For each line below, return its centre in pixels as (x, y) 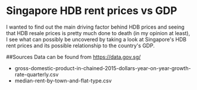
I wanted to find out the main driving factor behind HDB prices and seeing (95, 27)
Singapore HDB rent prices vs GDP (92, 11)
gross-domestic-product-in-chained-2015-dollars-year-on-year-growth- (103, 68)
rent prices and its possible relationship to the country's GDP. (80, 46)
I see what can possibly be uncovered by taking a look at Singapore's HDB (96, 39)
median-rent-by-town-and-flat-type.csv (63, 81)
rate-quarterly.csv (36, 74)
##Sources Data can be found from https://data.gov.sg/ (74, 57)
